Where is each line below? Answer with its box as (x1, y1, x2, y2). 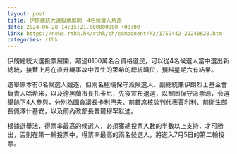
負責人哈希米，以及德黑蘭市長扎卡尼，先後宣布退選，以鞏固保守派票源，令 (7, 89, 224, 98)
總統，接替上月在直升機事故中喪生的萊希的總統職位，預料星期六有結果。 (7, 65, 217, 74)
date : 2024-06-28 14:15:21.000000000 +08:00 (7, 23, 140, 30)
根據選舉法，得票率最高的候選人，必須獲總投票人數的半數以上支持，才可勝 (7, 122, 224, 130)
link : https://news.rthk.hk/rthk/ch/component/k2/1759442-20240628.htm (7, 30, 222, 37)
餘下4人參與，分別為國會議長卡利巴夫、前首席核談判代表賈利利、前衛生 (13, 98, 222, 106)
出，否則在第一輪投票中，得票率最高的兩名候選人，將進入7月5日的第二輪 (7, 131, 219, 139)
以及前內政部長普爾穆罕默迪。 (50, 107, 138, 115)
